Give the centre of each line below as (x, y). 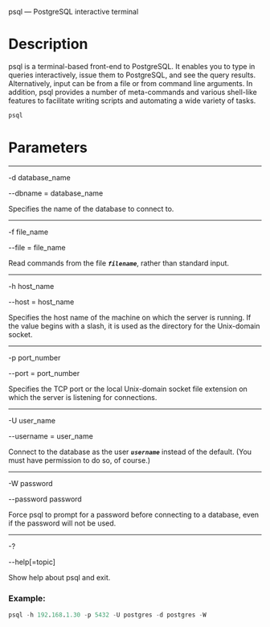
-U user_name (32, 420)
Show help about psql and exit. (59, 577)
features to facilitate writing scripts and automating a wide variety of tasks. (132, 101)
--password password (45, 499)
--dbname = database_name (56, 193)
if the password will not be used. (62, 523)
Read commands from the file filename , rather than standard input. (119, 263)
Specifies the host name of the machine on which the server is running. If (130, 317)
